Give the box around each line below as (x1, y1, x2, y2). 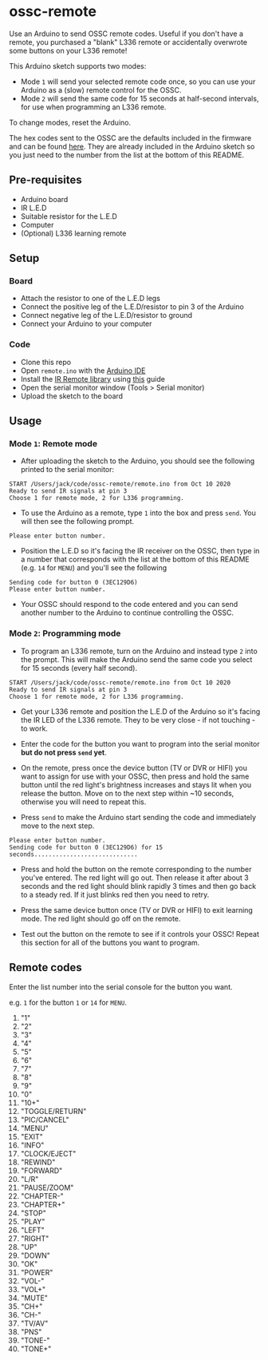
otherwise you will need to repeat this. (20, 797, 147, 807)
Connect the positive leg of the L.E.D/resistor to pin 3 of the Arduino (20, 302, 244, 311)
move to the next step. (20, 821, 95, 831)
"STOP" (20, 1208, 47, 1218)
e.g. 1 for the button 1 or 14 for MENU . (9, 997, 127, 1007)
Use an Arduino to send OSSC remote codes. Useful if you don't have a (9, 29, 244, 38)
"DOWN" (20, 1251, 50, 1260)
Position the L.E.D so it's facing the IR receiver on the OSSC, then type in (20, 546, 260, 556)
